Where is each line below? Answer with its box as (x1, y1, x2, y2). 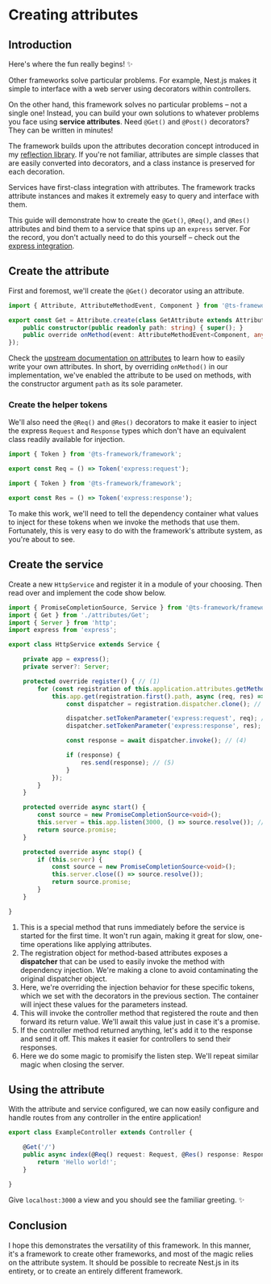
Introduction (8, 38, 73, 52)
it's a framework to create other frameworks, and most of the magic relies (8, 1248, 254, 1258)
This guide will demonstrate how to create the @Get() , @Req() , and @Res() (8, 216, 250, 225)
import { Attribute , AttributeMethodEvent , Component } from (8, 301, 219, 309)
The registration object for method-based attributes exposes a (19, 948, 228, 958)
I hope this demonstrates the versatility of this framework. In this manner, (8, 1240, 252, 1250)
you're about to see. (8, 534, 75, 544)
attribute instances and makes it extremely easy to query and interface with (8, 192, 260, 200)
